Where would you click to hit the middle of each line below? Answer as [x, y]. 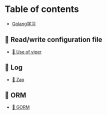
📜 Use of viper [27, 51]
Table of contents [42, 9]
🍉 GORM [21, 107]
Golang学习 [24, 23]
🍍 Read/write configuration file [53, 40]
